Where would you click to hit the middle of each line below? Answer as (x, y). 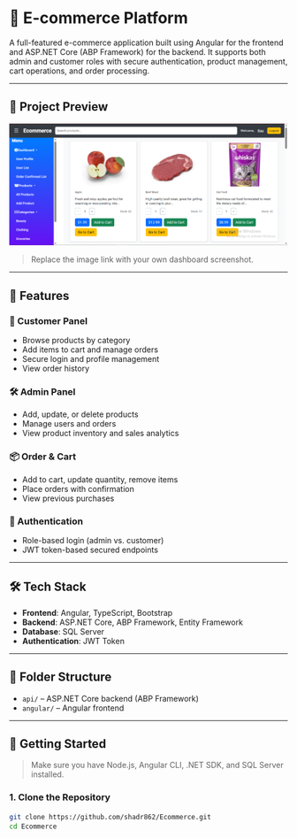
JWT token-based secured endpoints (90, 550)
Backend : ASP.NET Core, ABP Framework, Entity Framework (132, 622)
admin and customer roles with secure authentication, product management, (148, 61)
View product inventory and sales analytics (100, 434)
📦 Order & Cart (43, 457)
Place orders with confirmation (78, 488)
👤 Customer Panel (49, 320)
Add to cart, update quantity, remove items (100, 479)
